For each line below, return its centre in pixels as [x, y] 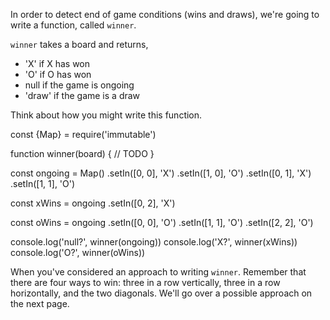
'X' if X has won [57, 63]
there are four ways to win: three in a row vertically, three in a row [145, 282]
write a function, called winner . [73, 25]
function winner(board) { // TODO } [82, 153]
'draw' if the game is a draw [82, 95]
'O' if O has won [58, 74]
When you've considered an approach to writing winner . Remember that [158, 272]
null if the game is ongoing [79, 85]
